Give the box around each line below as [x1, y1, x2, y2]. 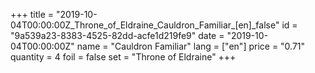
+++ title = [10, 9, 55, 20]
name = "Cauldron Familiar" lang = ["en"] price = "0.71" [76, 40, 306, 52]
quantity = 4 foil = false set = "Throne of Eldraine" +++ [10, 51, 237, 63]
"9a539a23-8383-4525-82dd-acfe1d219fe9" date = [10, 30, 225, 41]
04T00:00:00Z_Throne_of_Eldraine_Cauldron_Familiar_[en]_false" [10, 19, 280, 31]
